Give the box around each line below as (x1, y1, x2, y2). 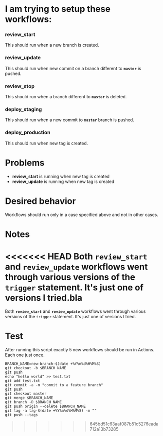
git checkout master (5, 391, 47, 396)
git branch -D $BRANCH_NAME (5, 400, 62, 404)
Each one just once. (5, 352, 45, 358)
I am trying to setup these (5, 3, 111, 15)
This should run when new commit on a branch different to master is (5, 65, 142, 71)
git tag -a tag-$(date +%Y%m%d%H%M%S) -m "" (5, 408, 97, 413)
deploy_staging (5, 106, 42, 112)
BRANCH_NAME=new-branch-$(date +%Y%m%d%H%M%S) (5, 361, 101, 366)
